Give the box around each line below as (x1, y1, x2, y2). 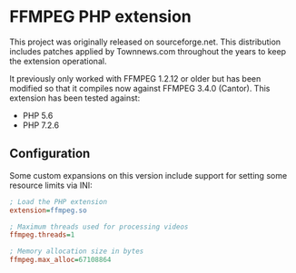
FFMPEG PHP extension (9, 6, 192, 27)
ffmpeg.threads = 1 (9, 230, 75, 239)
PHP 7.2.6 (22, 120, 60, 131)
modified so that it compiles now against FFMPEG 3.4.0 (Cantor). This (9, 83, 271, 93)
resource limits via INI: (9, 180, 93, 190)
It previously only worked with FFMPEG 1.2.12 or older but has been (9, 73, 261, 83)
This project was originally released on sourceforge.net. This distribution (9, 36, 281, 47)
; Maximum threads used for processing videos (9, 222, 189, 231)
